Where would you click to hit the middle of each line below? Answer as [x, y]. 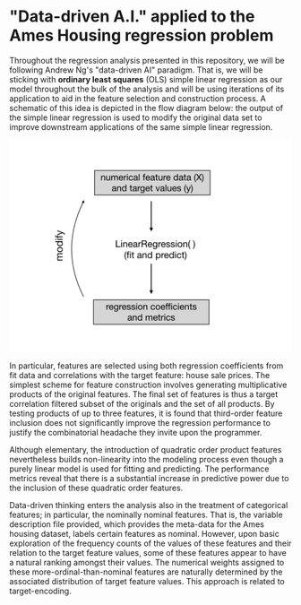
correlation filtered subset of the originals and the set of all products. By [142, 403]
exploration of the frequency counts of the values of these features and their [150, 543]
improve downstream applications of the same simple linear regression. [141, 126]
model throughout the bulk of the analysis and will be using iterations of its [147, 89]
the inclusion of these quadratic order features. [96, 488]
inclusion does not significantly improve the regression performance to [140, 422]
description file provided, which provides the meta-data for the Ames [137, 524]
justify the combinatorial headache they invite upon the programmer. [136, 432]
